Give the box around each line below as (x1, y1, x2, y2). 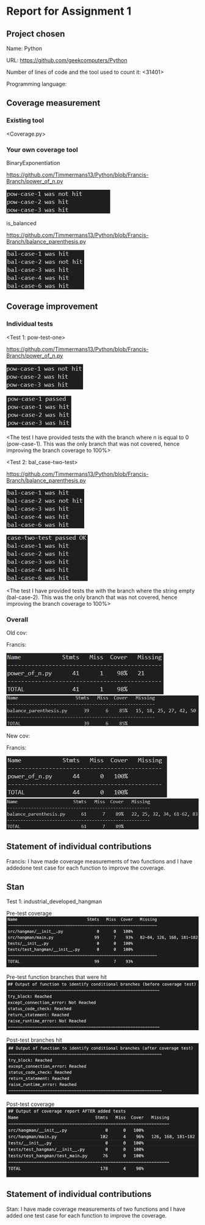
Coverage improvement (6, 301, 98, 312)
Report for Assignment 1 (6, 4, 132, 18)
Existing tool (6, 116, 45, 125)
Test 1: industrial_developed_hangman (6, 898, 103, 905)
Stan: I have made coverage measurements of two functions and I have (6, 1205, 185, 1213)
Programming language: (6, 81, 67, 87)
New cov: (6, 732, 31, 740)
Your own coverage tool (6, 145, 78, 154)
